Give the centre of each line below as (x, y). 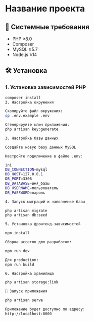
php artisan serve (24, 300)
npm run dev (17, 251)
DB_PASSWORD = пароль (25, 193)
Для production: (22, 260)
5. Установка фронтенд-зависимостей (43, 224)
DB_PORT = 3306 (19, 179)
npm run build (20, 265)
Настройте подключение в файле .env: (44, 156)
